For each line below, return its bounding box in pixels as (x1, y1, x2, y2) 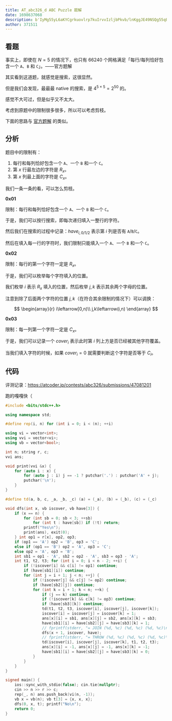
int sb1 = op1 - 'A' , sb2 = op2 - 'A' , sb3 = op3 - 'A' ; (14, 554, 139, 559)
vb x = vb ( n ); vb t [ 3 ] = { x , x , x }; (14, 696, 93, 701)
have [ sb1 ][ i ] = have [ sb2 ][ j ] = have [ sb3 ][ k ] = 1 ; (41, 620, 150, 625)
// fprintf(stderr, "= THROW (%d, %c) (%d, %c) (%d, (41, 635, 157, 640)
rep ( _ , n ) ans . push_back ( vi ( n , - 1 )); (14, 692, 95, 697)
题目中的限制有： (5, 149, 41, 155)
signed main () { (5, 677, 40, 683)
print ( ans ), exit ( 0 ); (24, 530, 70, 535)
